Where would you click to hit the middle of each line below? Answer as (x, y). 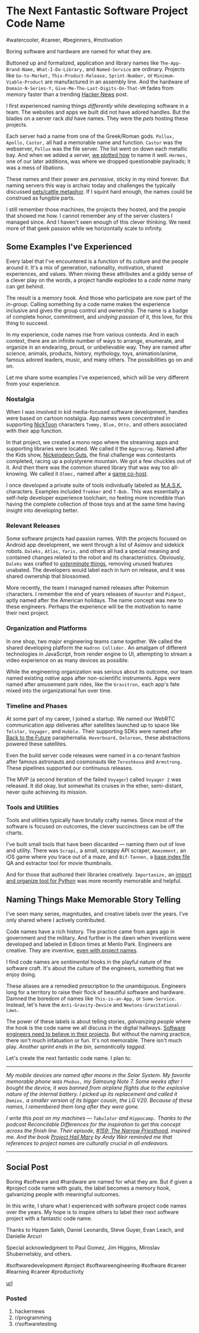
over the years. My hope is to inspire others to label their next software (93, 1212)
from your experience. (33, 384)
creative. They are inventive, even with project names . (72, 950)
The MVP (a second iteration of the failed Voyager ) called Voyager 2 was (94, 779)
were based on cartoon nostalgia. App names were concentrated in (88, 418)
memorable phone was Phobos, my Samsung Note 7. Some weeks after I (94, 1081)
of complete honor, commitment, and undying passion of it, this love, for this (99, 317)
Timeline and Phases (37, 706)
